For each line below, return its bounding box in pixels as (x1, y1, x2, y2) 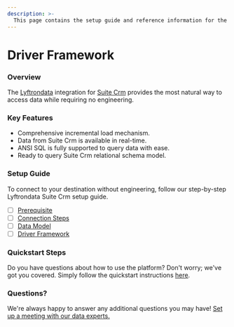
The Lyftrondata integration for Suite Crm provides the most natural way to (7, 88, 223, 96)
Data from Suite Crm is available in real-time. (17, 136, 147, 145)
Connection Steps (17, 213, 70, 222)
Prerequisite (17, 206, 53, 214)
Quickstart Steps (7, 247, 67, 257)
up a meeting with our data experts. (7, 312, 110, 320)
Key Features (7, 113, 54, 123)
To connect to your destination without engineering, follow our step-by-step (7, 185, 226, 193)
